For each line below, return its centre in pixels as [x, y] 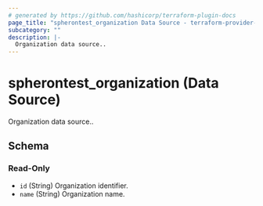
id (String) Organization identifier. [74, 186]
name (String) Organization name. [72, 193]
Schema [29, 146]
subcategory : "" [34, 30]
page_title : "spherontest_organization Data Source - [98, 23]
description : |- [34, 37]
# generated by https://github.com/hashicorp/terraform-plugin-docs [122, 15]
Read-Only [29, 168]
